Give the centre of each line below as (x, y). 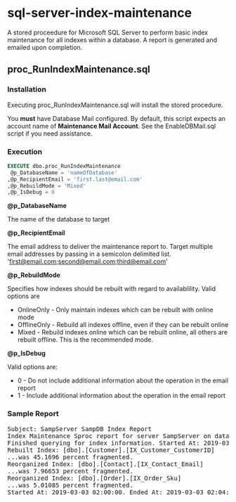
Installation (27, 89)
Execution (25, 151)
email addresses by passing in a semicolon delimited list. (90, 254)
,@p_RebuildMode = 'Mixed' (47, 186)
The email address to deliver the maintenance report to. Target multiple (110, 247)
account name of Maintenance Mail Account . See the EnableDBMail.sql (112, 126)
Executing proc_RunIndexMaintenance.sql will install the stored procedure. (115, 105)
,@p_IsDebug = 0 (31, 192)
